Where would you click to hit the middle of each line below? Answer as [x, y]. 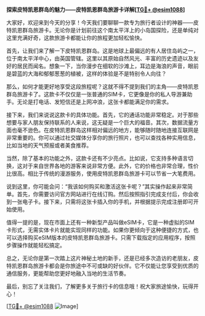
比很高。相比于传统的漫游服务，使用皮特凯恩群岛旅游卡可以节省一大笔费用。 [103, 174]
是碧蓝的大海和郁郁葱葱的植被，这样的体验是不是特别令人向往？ [86, 74]
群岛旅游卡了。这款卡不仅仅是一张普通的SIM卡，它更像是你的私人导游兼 [97, 94]
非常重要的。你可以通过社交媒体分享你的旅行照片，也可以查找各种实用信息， [103, 138]
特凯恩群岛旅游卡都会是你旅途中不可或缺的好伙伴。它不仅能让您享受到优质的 [103, 266]
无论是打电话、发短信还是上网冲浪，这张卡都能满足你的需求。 [94, 102]
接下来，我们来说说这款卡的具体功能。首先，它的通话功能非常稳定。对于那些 [103, 115]
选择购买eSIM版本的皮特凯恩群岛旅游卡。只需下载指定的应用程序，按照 [106, 238]
